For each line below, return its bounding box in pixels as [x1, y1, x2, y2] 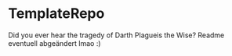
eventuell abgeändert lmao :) [8, 38, 101, 47]
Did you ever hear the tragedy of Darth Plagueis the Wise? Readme [8, 30, 225, 40]
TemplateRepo [8, 5, 105, 23]
